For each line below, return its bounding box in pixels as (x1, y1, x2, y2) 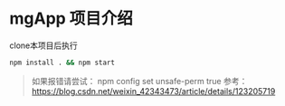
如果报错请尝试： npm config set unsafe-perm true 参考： (31, 75, 248, 86)
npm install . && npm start (9, 58, 116, 67)
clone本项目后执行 (9, 40, 79, 51)
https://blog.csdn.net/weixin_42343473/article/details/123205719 (31, 85, 276, 96)
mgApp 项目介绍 (9, 8, 134, 29)
